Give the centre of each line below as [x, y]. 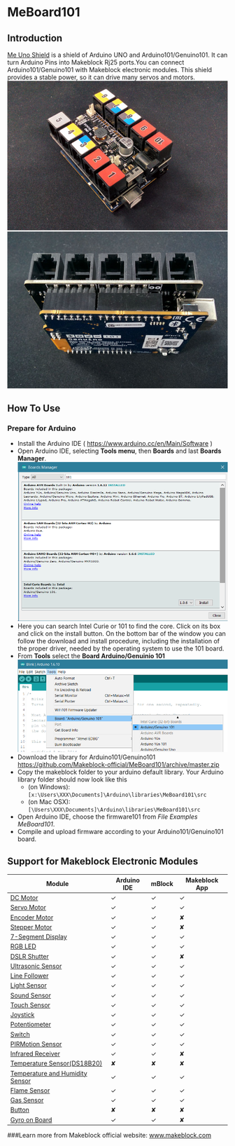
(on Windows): [49, 787]
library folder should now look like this [72, 779]
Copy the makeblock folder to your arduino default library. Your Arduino [120, 772]
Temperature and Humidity [49, 1073]
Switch [20, 1034]
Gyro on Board [31, 1119]
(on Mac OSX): [49, 802]
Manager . [32, 458]
